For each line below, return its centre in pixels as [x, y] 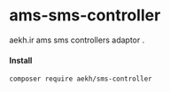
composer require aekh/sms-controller [81, 79]
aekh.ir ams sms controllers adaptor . [77, 40]
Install [21, 60]
